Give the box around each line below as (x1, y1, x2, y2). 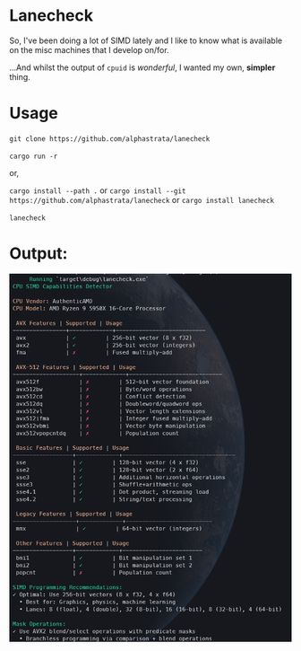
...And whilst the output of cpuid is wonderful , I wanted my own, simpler (9, 62, 276, 73)
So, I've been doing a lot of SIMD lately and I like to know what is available (9, 35, 283, 46)
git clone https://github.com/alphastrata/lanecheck (9, 134, 211, 144)
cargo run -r (9, 152, 58, 161)
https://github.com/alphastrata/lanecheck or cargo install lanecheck (9, 194, 275, 205)
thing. (9, 71, 31, 82)
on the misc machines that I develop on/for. (9, 44, 169, 55)
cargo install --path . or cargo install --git (9, 185, 186, 196)
